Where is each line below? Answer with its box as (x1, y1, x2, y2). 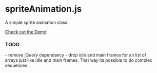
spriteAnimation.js (5, 3, 82, 15)
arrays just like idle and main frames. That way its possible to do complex (5, 57, 152, 63)
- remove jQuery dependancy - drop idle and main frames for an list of (5, 52, 146, 58)
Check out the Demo (5, 29, 47, 35)
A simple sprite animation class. (5, 19, 69, 25)
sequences (5, 62, 28, 69)
